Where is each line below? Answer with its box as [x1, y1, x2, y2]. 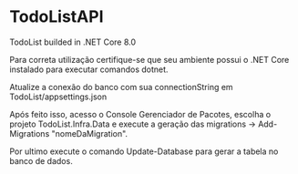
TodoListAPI [9, 6, 104, 27]
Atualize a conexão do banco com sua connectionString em [9, 81, 234, 92]
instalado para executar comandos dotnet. [9, 64, 169, 75]
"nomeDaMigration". [51, 128, 128, 138]
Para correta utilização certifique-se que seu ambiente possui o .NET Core [9, 54, 290, 65]
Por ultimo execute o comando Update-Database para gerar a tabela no [9, 146, 279, 157]
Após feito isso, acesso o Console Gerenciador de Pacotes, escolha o [9, 108, 272, 119]
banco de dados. [9, 155, 73, 166]
